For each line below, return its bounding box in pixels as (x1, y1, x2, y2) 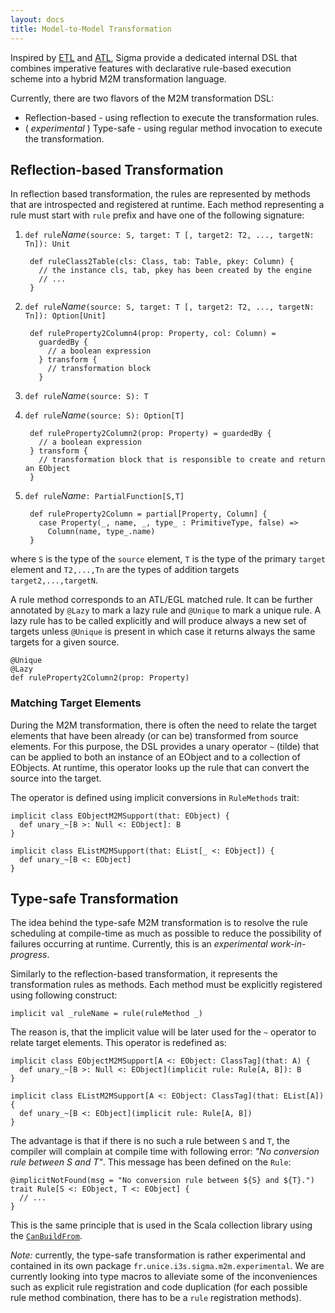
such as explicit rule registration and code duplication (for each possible (10, 1281, 308, 1293)
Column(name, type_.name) (47, 527, 156, 537)
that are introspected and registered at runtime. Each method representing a (10, 199, 325, 211)
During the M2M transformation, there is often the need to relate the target (10, 719, 317, 731)
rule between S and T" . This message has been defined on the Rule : (10, 1156, 292, 1168)
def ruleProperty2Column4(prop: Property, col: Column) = (29, 329, 277, 339)
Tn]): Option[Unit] (24, 311, 107, 321)
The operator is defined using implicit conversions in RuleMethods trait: (10, 791, 300, 803)
